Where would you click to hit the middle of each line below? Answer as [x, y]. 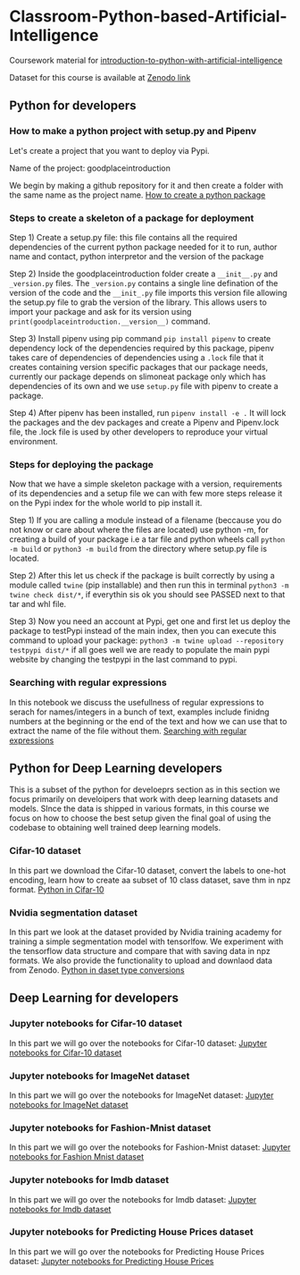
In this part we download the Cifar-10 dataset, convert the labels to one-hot [148, 870]
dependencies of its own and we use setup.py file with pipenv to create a [144, 385]
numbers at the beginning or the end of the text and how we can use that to [148, 721]
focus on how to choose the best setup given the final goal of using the [140, 818]
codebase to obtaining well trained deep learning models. [115, 828]
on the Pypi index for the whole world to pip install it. [106, 503]
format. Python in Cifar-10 [57, 889]
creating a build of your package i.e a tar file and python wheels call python [147, 539]
